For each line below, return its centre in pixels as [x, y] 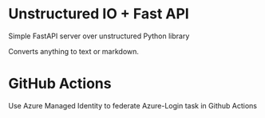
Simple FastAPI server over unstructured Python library [99, 36]
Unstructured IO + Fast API [99, 14]
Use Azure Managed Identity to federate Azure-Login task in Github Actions [133, 105]
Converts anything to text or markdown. [74, 51]
